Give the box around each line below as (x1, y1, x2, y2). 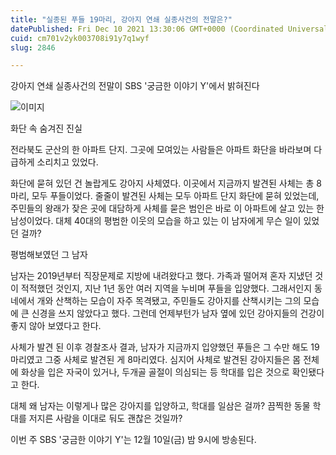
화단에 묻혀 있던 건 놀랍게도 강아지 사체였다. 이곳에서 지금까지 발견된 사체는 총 (10, 177, 315, 190)
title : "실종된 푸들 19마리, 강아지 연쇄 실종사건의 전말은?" (10, 14, 233, 25)
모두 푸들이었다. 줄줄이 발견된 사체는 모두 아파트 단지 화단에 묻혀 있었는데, (31, 190, 320, 202)
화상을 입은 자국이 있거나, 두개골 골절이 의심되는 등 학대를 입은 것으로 (20, 366, 290, 378)
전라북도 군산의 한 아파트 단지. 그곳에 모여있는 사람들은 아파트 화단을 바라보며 (10, 144, 312, 156)
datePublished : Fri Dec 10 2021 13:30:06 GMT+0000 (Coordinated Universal (10, 24, 329, 34)
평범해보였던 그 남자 (10, 249, 88, 261)
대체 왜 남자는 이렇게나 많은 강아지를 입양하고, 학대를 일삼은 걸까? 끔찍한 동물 (10, 400, 311, 412)
